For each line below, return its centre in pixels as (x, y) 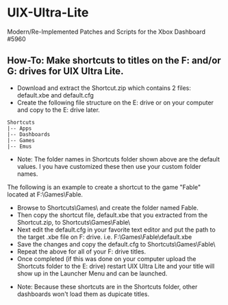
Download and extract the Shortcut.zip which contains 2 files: (104, 88)
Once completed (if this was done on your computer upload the (106, 258)
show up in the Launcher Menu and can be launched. (92, 273)
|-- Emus (20, 146)
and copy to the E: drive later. (59, 110)
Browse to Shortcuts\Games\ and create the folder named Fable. (107, 207)
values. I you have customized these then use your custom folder (109, 166)
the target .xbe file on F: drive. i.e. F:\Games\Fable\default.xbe (104, 237)
